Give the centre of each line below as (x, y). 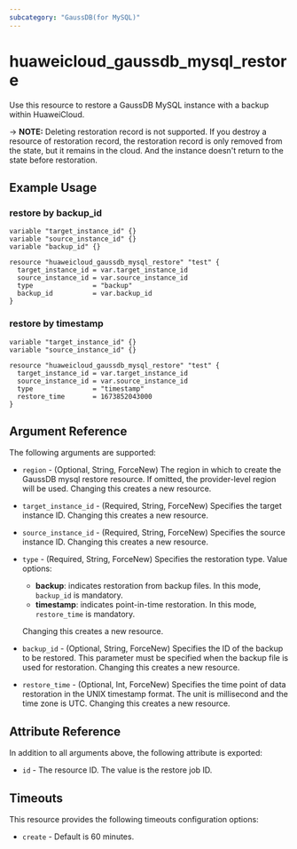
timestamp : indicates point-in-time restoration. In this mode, (146, 605)
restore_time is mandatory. (85, 615)
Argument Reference (68, 431)
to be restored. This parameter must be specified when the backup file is (155, 658)
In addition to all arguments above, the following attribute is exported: (136, 753)
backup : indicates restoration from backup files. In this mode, (148, 586)
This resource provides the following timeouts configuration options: (134, 819)
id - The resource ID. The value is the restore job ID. (117, 770)
